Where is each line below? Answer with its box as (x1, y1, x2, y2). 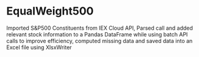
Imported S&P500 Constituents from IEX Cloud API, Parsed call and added (6, 24, 194, 32)
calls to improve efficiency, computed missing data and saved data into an (6, 37, 193, 44)
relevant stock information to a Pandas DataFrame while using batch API (6, 30, 188, 38)
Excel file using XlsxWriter (6, 44, 72, 51)
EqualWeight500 (6, 4, 94, 18)
